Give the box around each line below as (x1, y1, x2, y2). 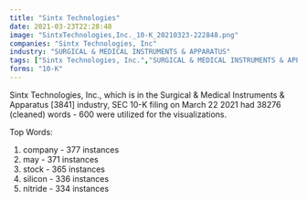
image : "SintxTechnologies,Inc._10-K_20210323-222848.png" (9, 30, 239, 39)
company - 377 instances (22, 143, 120, 155)
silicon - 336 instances (22, 173, 110, 184)
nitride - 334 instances (22, 183, 110, 194)
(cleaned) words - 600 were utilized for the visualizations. (9, 109, 228, 120)
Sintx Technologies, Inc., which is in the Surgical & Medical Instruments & (9, 89, 285, 100)
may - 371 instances (22, 153, 99, 164)
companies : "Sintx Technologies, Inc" (9, 38, 157, 48)
